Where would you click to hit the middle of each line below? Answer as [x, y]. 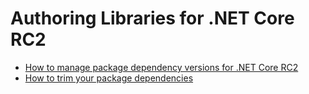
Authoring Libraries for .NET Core [152, 18]
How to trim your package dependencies [109, 78]
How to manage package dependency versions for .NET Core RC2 [161, 67]
